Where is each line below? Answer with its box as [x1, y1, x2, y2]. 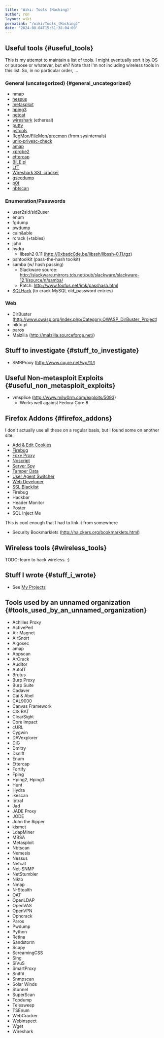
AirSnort [12, 635, 30, 641]
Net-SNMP [12, 866, 34, 872]
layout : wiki [5, 16, 32, 21]
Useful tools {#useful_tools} [5, 44, 94, 52]
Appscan [12, 651, 31, 656]
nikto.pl [12, 321, 28, 327]
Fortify [12, 766, 26, 772]
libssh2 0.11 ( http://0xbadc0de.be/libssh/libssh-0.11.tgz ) [19, 251, 132, 257]
